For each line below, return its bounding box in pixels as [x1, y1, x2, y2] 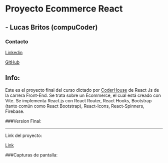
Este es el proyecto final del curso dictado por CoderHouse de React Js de [5, 87, 159, 93]
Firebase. [5, 108, 25, 114]
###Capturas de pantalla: [5, 151, 58, 158]
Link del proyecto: [5, 132, 42, 138]
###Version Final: [5, 118, 41, 124]
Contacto [5, 38, 28, 45]
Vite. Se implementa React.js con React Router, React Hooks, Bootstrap [5, 97, 152, 103]
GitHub [5, 59, 20, 65]
